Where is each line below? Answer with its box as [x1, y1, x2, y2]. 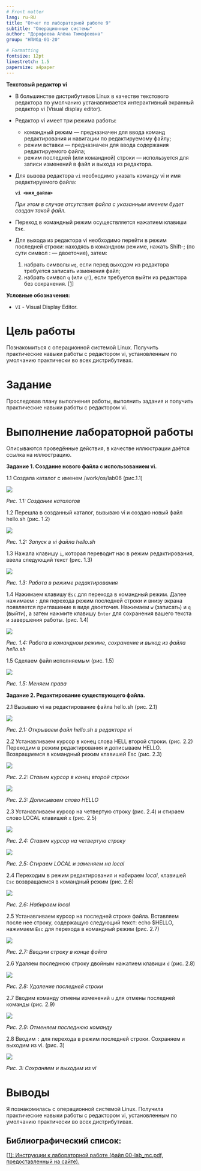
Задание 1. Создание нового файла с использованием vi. [6, 463, 157, 470]
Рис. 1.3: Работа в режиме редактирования [6, 579, 118, 586]
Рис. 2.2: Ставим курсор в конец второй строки [6, 774, 130, 781]
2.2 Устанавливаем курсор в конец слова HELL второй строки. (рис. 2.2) [6, 738, 193, 745]
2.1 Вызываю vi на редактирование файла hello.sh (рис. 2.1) [6, 703, 158, 711]
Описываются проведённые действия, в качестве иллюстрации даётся [6, 445, 190, 452]
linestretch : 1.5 [6, 58, 50, 65]
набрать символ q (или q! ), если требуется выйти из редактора [23, 274, 187, 281]
